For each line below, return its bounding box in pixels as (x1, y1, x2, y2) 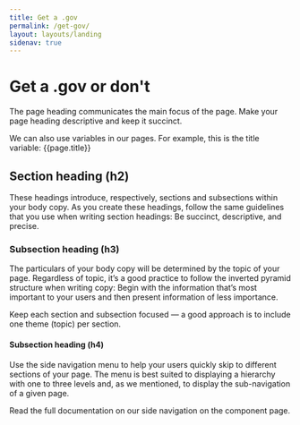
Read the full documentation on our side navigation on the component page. (9, 404, 291, 416)
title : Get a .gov (9, 13, 78, 22)
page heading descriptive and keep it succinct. (9, 115, 183, 126)
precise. (9, 221, 39, 231)
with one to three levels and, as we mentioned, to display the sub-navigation (9, 378, 291, 389)
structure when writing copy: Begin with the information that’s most (9, 283, 258, 293)
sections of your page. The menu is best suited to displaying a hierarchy (9, 369, 276, 379)
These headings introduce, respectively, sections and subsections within (9, 192, 279, 202)
